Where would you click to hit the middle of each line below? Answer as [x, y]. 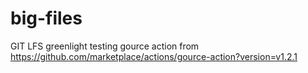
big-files [46, 18]
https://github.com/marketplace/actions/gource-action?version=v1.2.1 [154, 56]
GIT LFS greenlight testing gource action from [105, 46]
